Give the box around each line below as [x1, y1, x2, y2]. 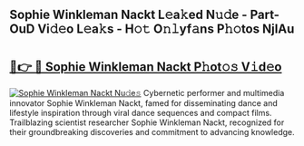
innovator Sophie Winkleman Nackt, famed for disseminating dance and [9, 98, 279, 108]
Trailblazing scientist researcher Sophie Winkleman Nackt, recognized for [9, 117, 285, 128]
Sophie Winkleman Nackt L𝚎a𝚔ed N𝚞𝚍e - [9, 7, 248, 23]
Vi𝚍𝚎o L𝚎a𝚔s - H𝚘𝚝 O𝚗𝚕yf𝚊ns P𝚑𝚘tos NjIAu [37, 22, 295, 37]
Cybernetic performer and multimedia [143, 88, 285, 98]
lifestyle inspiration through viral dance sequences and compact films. [9, 108, 272, 118]
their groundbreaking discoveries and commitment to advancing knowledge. [9, 127, 295, 137]
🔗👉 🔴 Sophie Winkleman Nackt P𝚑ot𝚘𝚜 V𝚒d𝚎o [9, 59, 282, 74]
